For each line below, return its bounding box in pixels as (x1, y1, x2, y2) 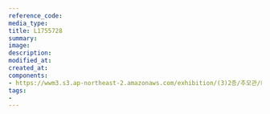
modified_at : (8, 57, 52, 65)
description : (8, 49, 52, 57)
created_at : (8, 64, 48, 72)
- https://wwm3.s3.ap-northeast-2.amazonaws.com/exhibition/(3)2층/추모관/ (8, 79, 261, 87)
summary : (8, 34, 38, 43)
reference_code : (8, 11, 63, 20)
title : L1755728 (8, 26, 63, 35)
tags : (8, 86, 27, 95)
